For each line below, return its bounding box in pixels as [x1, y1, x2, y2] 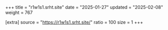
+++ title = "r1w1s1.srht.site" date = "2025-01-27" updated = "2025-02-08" [5, 4, 163, 10]
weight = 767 [5, 9, 33, 15]
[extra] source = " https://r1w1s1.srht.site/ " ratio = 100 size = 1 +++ [5, 19, 144, 25]
